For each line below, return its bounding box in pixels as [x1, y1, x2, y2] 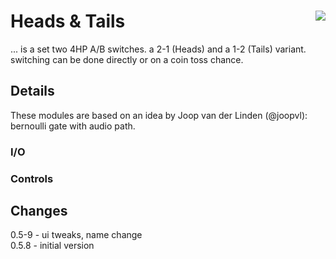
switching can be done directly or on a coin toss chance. [10, 53, 244, 65]
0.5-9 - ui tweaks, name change [10, 229, 143, 241]
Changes [10, 202, 68, 219]
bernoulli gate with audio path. [10, 120, 136, 132]
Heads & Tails [10, 10, 126, 33]
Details [10, 83, 55, 100]
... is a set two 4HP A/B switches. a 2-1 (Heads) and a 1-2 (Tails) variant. [10, 43, 307, 55]
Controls [10, 171, 54, 185]
